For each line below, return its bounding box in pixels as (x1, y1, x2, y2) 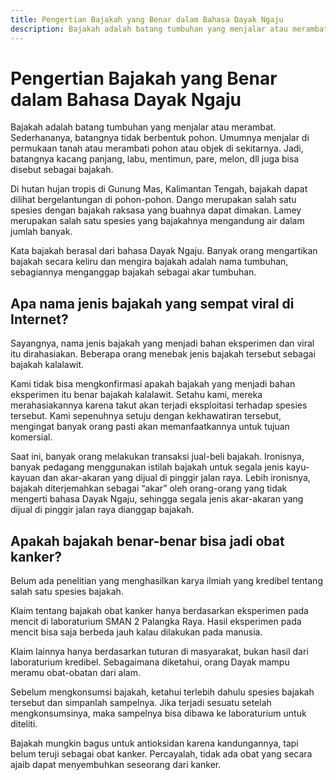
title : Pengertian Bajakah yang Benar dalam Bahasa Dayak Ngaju (10, 14, 284, 25)
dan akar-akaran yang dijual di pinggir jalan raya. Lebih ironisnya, (42, 472, 311, 484)
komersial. (10, 431, 53, 443)
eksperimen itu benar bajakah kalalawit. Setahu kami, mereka (10, 389, 263, 401)
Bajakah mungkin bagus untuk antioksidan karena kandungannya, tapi (10, 737, 299, 750)
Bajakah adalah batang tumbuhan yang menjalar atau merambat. (10, 121, 277, 133)
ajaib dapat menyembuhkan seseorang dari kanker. (10, 759, 222, 771)
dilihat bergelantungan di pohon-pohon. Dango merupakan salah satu (10, 194, 297, 206)
